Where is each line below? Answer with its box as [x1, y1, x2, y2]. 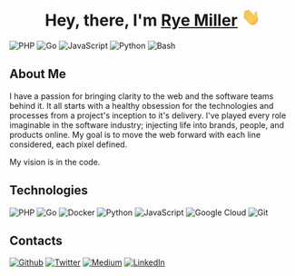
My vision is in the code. [9, 156, 101, 167]
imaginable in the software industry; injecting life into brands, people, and [9, 119, 284, 130]
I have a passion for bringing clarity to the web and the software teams [9, 90, 274, 102]
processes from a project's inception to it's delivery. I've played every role [9, 110, 287, 121]
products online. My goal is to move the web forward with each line [9, 129, 261, 140]
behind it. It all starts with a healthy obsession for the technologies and [9, 100, 274, 111]
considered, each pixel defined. [9, 139, 128, 150]
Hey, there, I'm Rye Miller [44, 10, 238, 31]
